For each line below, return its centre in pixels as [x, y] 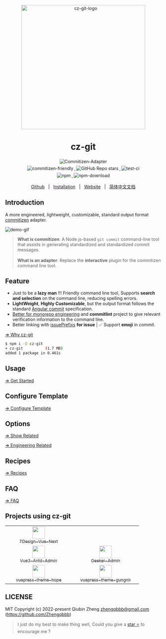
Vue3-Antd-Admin [39, 560]
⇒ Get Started [20, 380]
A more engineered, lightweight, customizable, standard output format [77, 214]
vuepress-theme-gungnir [106, 580]
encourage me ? [34, 631]
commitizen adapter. [26, 220]
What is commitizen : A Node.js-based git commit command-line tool [88, 239]
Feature [17, 281]
